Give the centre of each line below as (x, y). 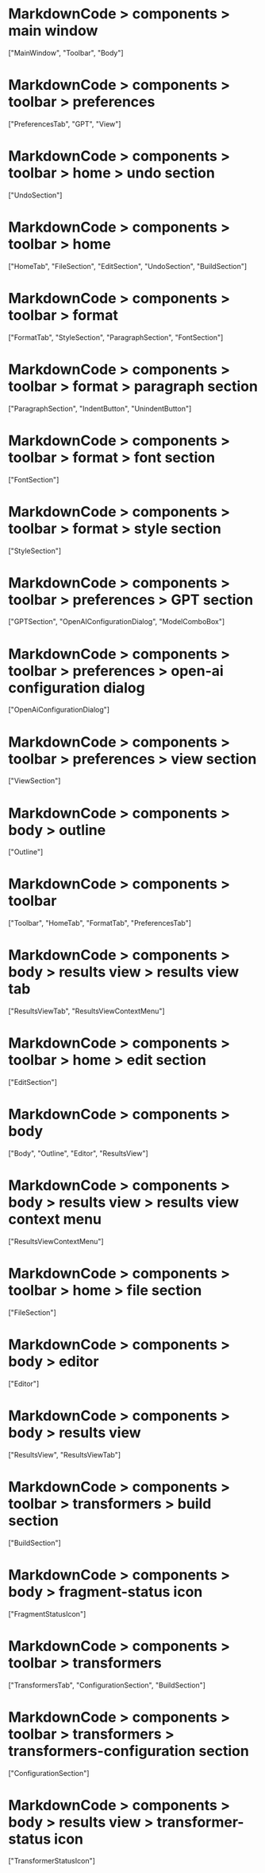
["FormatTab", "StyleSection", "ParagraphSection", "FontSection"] (116, 337)
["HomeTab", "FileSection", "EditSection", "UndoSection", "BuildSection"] (128, 266)
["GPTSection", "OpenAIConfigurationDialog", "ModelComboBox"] (117, 622)
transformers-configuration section (129, 1751)
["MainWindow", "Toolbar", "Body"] (66, 53)
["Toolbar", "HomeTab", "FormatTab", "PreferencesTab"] (100, 923)
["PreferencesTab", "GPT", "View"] (65, 123)
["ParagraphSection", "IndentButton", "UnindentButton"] (100, 408)
